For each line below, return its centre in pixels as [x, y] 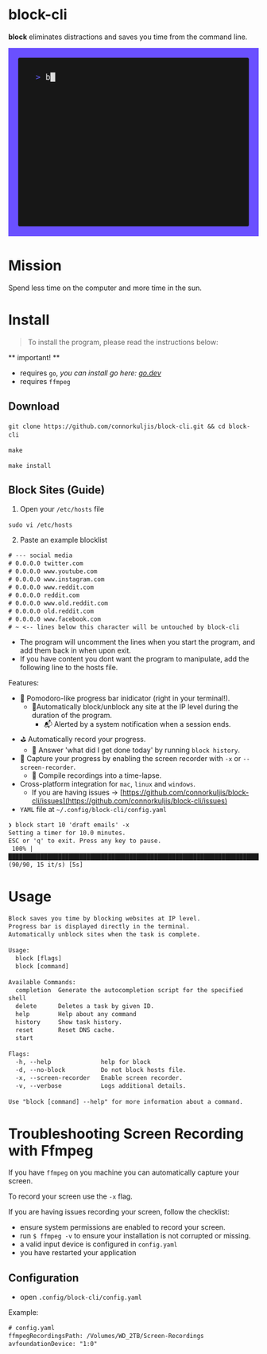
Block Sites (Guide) [57, 491]
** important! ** [34, 357]
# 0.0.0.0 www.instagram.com [56, 579]
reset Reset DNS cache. [65, 1030]
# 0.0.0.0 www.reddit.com [51, 587]
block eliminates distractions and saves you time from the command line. [128, 37]
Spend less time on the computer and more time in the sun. [105, 288]
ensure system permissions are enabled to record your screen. [122, 1227]
